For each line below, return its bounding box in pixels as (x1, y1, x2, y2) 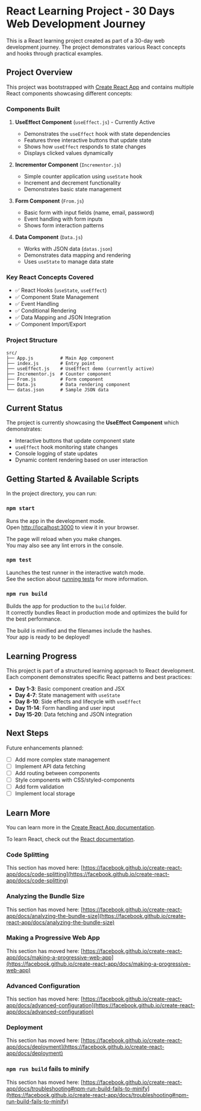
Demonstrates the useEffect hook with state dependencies (23, 130, 170, 138)
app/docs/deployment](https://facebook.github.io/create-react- (6, 1043, 164, 1051)
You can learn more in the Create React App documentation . (6, 823, 156, 831)
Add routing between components (14, 769, 100, 776)
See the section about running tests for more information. (6, 575, 149, 583)
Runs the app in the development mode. (6, 517, 105, 524)
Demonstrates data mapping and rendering (23, 252, 131, 259)
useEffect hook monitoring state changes (14, 443, 119, 451)
